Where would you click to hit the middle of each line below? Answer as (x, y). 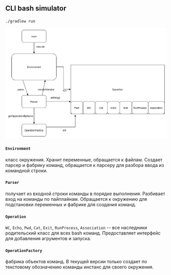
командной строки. (26, 171)
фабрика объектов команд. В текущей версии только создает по (76, 262)
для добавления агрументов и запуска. (48, 239)
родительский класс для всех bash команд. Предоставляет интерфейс (83, 233)
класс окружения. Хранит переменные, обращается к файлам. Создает (84, 160)
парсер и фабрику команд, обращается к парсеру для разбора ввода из (85, 165)
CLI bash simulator (36, 8)
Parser (12, 183)
